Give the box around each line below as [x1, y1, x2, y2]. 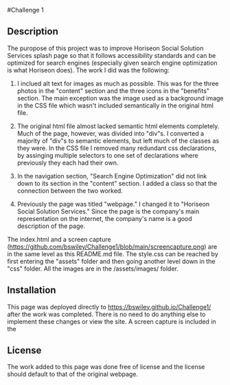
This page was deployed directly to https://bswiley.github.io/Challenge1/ [7, 302, 211, 311]
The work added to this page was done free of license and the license [7, 363, 205, 371]
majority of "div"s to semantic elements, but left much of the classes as [16, 136, 220, 145]
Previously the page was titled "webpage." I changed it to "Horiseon [16, 200, 210, 208]
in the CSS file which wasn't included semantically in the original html [16, 101, 214, 110]
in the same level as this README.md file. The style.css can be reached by [7, 249, 218, 258]
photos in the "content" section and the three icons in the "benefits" [16, 86, 210, 95]
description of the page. [16, 222, 86, 230]
